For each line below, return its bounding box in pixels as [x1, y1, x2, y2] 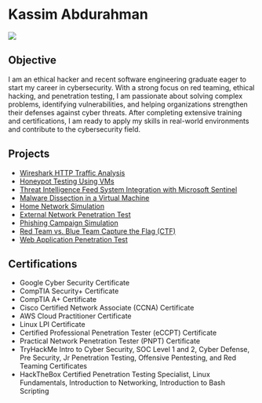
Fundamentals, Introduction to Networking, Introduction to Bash [19, 378, 226, 387]
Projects [8, 147, 50, 161]
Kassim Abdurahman [8, 5, 149, 24]
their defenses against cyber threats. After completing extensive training [8, 107, 242, 117]
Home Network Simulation [19, 201, 104, 211]
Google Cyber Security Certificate [19, 278, 130, 288]
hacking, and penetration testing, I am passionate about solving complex [8, 91, 243, 100]
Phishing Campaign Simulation [19, 218, 119, 227]
